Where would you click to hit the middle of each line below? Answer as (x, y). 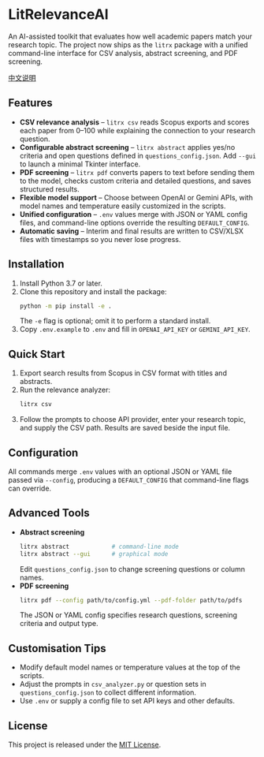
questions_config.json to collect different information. (108, 692)
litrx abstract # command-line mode (99, 546)
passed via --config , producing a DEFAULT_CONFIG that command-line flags (129, 479)
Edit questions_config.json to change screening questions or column (132, 569)
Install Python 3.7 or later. (61, 283)
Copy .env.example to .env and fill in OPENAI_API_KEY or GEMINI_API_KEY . (135, 330)
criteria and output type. (59, 624)
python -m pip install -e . (65, 306)
